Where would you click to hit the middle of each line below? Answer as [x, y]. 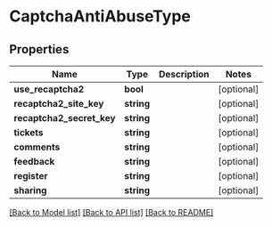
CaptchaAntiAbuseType [100, 16]
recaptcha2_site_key [59, 104]
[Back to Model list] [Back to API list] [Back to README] [111, 212]
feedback [34, 161]
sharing [30, 190]
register [31, 176]
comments [37, 147]
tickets [29, 133]
